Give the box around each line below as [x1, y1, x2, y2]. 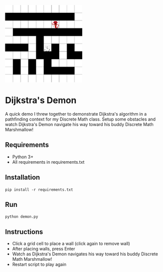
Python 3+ [12, 154, 34, 160]
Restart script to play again [12, 262, 67, 268]
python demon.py [5, 214, 38, 220]
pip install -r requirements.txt [5, 187, 73, 192]
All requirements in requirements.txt [12, 159, 85, 165]
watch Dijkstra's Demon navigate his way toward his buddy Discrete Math [5, 121, 154, 127]
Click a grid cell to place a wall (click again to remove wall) [12, 241, 131, 247]
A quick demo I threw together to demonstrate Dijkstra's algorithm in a [5, 111, 147, 117]
